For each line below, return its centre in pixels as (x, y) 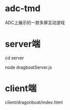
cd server (14, 58)
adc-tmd (23, 9)
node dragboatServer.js (28, 67)
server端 (23, 44)
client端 (21, 89)
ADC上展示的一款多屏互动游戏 (35, 22)
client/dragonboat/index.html (34, 102)
